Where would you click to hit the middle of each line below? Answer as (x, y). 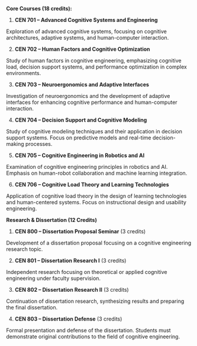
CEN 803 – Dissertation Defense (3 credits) (68, 319)
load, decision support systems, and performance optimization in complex (97, 67)
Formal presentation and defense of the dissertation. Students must (88, 330)
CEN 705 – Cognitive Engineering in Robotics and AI (80, 155)
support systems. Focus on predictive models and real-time (79, 138)
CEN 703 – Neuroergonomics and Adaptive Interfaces (82, 84)
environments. (24, 73)
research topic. (25, 249)
